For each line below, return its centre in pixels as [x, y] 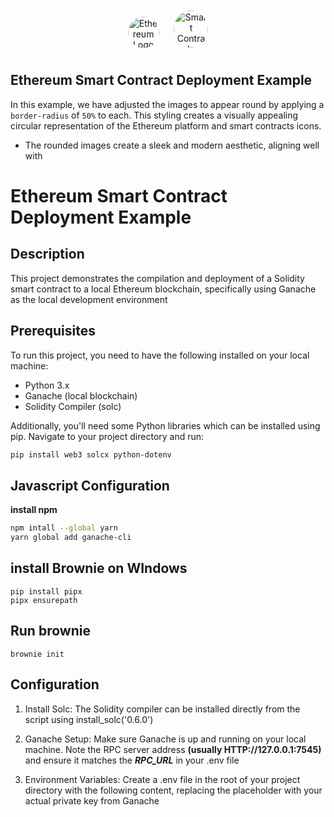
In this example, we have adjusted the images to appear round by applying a [167, 104]
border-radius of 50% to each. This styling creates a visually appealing [154, 115]
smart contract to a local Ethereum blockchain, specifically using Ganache [163, 289]
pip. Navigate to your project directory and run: [107, 436]
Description [47, 254]
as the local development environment [89, 299]
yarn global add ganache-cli [71, 538]
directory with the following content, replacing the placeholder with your [173, 790]
